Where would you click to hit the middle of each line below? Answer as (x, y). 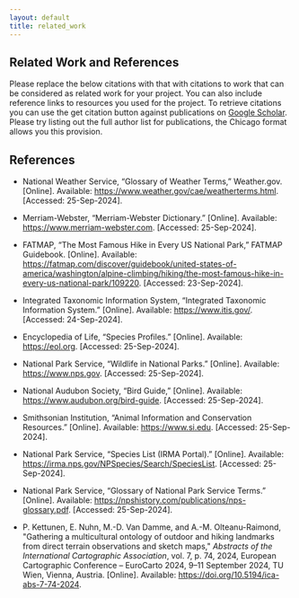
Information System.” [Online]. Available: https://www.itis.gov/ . (137, 310)
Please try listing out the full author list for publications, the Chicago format (148, 122)
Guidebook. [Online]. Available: (79, 255)
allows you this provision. (56, 132)
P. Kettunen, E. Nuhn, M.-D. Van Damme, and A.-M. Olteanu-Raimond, (151, 527)
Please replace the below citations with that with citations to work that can (147, 84)
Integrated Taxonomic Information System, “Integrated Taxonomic (144, 301)
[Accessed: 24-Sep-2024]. (72, 320)
